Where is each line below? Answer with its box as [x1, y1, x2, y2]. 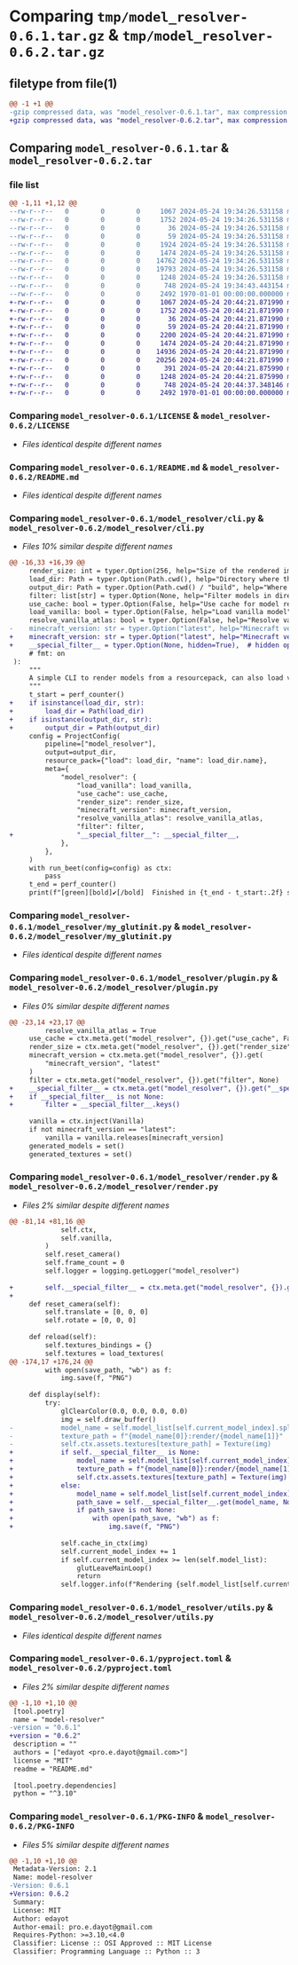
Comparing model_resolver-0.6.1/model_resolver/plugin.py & [9, 972, 278, 984]
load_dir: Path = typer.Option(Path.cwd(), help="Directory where [28, 574, 279, 583]
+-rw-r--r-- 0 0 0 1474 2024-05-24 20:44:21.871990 [9, 339, 284, 348]
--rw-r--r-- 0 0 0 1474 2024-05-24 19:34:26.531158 [9, 249, 284, 257]
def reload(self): [28, 1333, 98, 1342]
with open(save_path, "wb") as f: [44, 1365, 173, 1375]
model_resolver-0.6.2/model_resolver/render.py [9, 1182, 219, 1192]
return [76, 1572, 101, 1581]
